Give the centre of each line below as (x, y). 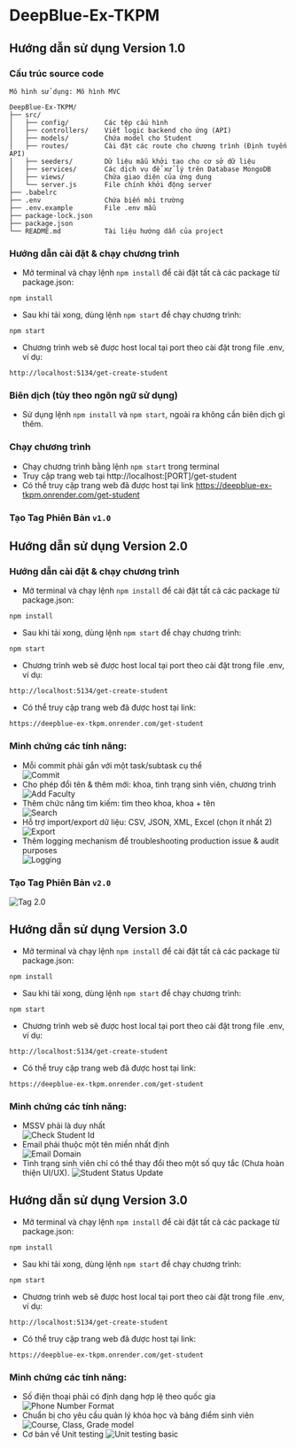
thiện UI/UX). (46, 1173)
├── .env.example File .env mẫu (83, 208)
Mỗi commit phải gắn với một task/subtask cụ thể (112, 765)
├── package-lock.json (51, 215)
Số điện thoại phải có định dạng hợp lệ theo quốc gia (119, 1397)
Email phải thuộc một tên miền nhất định (96, 1145)
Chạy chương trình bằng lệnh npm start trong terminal (121, 466)
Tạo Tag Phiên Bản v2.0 (60, 883)
